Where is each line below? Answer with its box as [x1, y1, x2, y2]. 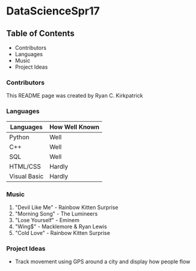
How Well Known [49, 122, 100, 131]
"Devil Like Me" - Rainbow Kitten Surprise [14, 204, 118, 211]
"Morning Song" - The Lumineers [14, 210, 98, 217]
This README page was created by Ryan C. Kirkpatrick [6, 92, 143, 99]
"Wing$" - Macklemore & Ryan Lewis [14, 223, 107, 230]
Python [9, 132, 30, 141]
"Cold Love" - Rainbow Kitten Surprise [14, 229, 110, 236]
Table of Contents [6, 28, 75, 39]
